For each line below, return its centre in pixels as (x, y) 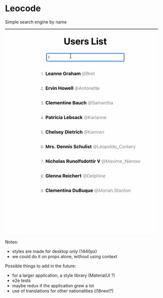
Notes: (12, 242)
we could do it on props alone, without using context (65, 257)
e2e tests (21, 280)
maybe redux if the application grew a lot (53, 286)
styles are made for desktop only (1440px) (54, 251)
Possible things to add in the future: (41, 266)
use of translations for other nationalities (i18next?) (63, 291)
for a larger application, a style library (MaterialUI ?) (64, 276)
